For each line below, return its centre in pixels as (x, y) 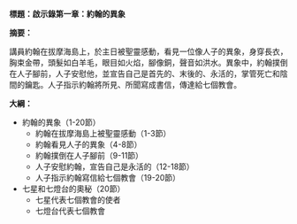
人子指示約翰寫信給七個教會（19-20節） (108, 178)
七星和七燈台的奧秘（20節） (73, 189)
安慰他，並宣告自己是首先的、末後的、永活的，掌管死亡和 (175, 73)
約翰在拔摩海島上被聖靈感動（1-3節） (103, 133)
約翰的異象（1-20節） (61, 122)
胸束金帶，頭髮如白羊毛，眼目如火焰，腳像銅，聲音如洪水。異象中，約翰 (141, 62)
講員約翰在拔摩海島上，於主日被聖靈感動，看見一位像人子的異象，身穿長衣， (148, 51)
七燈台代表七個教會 (70, 211)
